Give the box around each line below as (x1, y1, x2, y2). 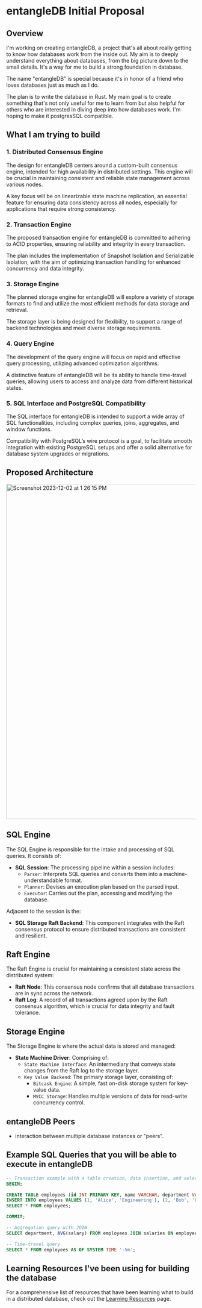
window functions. (6, 425, 52, 433)
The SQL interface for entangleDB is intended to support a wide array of (6, 413, 185, 420)
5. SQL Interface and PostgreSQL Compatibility (6, 399, 146, 407)
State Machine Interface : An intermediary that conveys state (23, 1060, 176, 1068)
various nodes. (6, 181, 43, 188)
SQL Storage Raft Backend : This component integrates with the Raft (14, 919, 185, 926)
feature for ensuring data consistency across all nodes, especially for (6, 199, 178, 206)
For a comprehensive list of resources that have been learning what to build (6, 1289, 194, 1296)
